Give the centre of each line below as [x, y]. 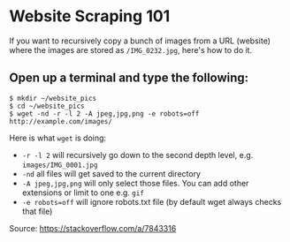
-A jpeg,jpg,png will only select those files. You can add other [135, 183]
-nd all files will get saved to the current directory [111, 173]
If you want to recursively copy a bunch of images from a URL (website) [140, 41]
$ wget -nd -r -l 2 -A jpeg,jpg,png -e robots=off [104, 113]
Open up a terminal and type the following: [129, 78]
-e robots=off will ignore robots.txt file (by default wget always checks [152, 201]
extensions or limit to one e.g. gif [83, 193]
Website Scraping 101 [90, 16]
